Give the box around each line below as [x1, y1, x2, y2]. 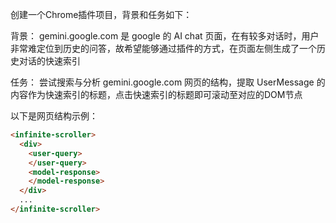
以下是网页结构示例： [10, 110, 98, 122]
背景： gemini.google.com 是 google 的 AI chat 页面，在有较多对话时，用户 [10, 30, 320, 42]
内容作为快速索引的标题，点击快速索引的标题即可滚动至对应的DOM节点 [10, 89, 303, 100]
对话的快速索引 [18, 55, 81, 67]
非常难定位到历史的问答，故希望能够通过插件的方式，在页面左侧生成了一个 [10, 43, 317, 54]
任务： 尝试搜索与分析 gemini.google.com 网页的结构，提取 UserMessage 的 [10, 76, 326, 88]
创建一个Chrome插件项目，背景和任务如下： [10, 9, 193, 20]
